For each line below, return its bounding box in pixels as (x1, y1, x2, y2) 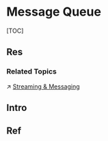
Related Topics (6, 67, 57, 76)
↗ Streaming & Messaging (6, 82, 80, 91)
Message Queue (6, 4, 102, 20)
